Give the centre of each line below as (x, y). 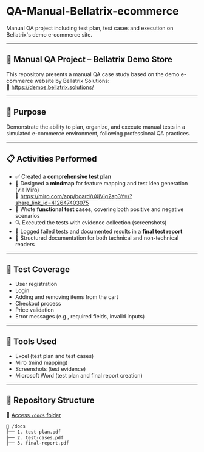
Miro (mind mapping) (41, 362)
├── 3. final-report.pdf (38, 443)
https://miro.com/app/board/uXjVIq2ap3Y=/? (76, 196)
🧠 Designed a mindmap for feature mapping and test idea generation (101, 184)
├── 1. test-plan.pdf (34, 432)
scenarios (28, 216)
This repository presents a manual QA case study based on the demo (93, 74)
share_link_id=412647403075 (52, 203)
